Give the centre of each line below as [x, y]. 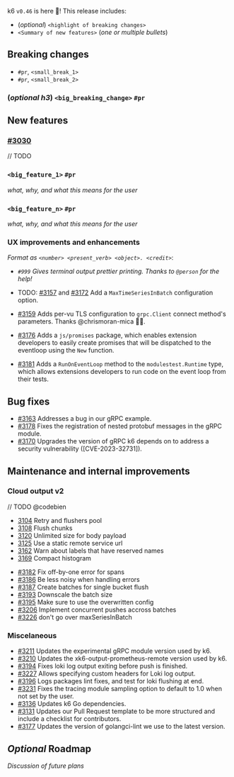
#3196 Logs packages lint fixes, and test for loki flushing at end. [111, 681]
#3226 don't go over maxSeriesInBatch [75, 617]
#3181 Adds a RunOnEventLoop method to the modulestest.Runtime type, [121, 364]
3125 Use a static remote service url [70, 543]
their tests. [33, 379]
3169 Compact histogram [54, 558]
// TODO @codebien [37, 507]
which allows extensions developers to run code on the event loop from [122, 372]
